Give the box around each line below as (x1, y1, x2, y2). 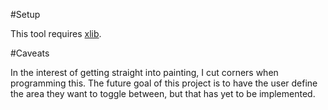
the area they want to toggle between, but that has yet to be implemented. (10, 88, 316, 99)
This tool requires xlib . (10, 28, 102, 39)
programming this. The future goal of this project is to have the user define (10, 77, 318, 89)
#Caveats (10, 47, 50, 59)
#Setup (10, 9, 41, 20)
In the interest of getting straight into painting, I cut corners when (10, 67, 279, 78)
